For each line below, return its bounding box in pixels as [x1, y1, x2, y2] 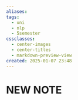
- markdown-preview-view [11, 52, 72, 58]
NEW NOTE [6, 83, 62, 96]
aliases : [6, 8, 28, 15]
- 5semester [11, 31, 41, 36]
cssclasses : [6, 36, 35, 42]
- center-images [11, 42, 51, 48]
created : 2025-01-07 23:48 [6, 58, 72, 64]
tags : [6, 14, 19, 20]
